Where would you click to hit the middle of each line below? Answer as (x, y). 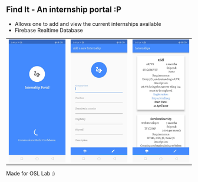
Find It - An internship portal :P (64, 10)
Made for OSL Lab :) (31, 174)
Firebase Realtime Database (49, 30)
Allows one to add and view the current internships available (88, 24)
